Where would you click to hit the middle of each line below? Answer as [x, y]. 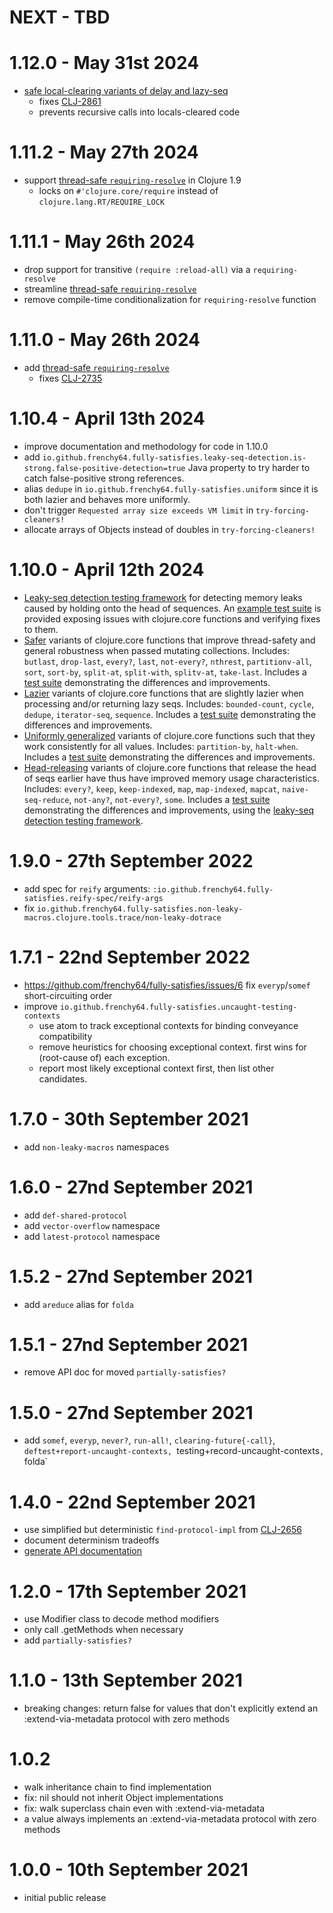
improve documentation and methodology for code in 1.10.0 [146, 446]
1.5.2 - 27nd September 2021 [131, 1276]
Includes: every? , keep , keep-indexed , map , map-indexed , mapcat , [152, 788]
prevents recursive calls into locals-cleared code [139, 112]
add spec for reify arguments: [87, 888]
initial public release [65, 1898]
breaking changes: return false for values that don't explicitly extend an [171, 1708]
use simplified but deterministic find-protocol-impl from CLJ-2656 [162, 1530]
